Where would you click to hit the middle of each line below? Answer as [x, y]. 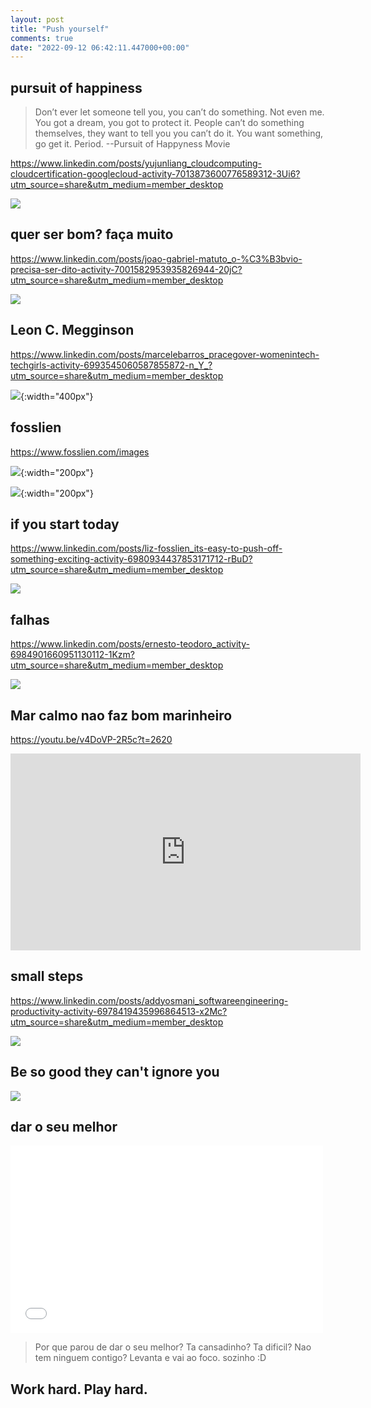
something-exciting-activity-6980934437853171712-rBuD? [131, 559]
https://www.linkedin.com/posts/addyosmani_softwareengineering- [149, 1000]
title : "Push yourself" [60, 29]
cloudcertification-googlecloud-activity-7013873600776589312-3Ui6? [155, 174]
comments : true [42, 38]
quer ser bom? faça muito [92, 234]
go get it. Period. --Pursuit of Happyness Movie [132, 144]
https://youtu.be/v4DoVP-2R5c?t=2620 [91, 739]
